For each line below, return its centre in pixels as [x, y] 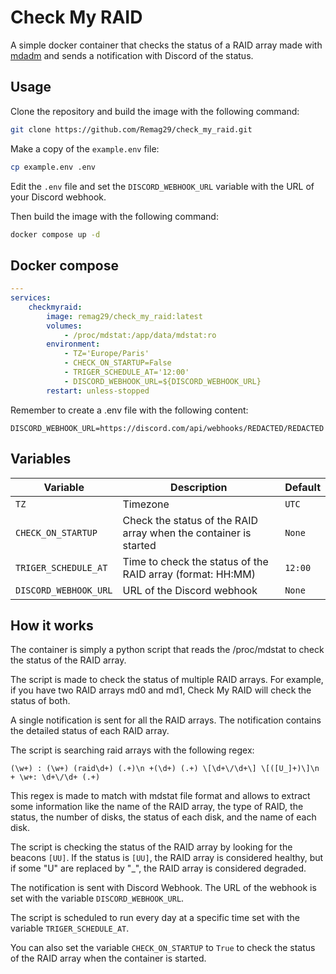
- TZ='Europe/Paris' [106, 354]
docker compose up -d [55, 234]
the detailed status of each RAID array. [90, 731]
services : [31, 298]
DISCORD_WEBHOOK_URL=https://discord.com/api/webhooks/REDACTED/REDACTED [167, 428]
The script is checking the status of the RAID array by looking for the [151, 847]
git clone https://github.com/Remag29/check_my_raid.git [131, 129]
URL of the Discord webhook [190, 590]
